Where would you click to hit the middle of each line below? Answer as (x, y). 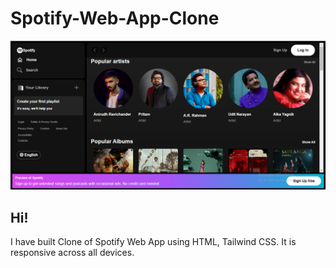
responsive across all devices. (72, 252)
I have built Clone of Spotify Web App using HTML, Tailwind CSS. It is (153, 241)
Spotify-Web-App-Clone (115, 18)
